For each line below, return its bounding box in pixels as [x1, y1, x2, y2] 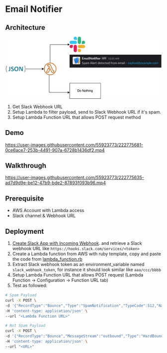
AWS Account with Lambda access [12, 208, 84, 213]
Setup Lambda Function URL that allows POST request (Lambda [12, 272, 144, 278]
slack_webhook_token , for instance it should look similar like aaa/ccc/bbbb [12, 267, 162, 273]
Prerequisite [5, 194, 44, 203]
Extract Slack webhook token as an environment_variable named [12, 262, 145, 268]
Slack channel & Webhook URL [12, 212, 76, 219]
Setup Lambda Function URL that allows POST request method [12, 114, 141, 120]
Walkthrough [5, 161, 46, 170]
